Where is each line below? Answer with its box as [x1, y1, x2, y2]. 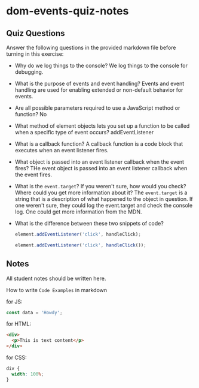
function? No [14, 111, 47, 118]
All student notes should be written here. [6, 275, 106, 282]
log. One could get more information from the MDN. [14, 208, 142, 215]
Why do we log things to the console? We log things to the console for [14, 62, 188, 69]
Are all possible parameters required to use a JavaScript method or [14, 104, 180, 112]
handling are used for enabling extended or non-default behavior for [14, 86, 183, 94]
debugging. [14, 68, 44, 76]
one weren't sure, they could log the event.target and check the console [14, 202, 193, 209]
